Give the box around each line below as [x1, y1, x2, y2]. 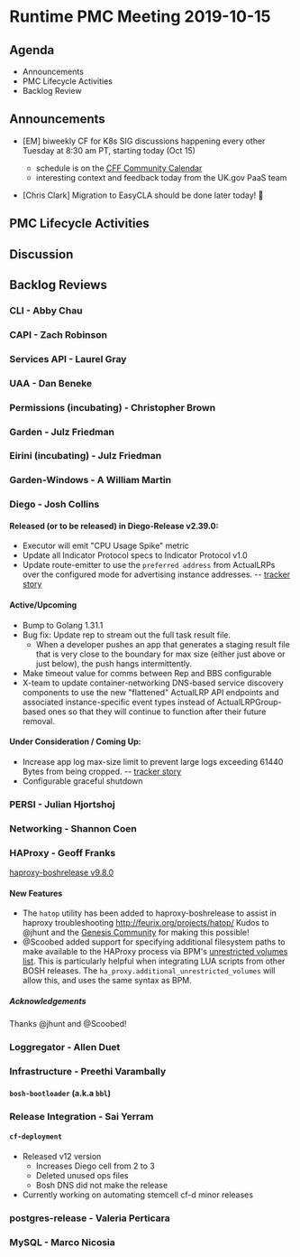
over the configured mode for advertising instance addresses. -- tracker [22, 569, 291, 580]
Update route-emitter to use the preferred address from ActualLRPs [22, 560, 276, 571]
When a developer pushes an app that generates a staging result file [35, 638, 290, 649]
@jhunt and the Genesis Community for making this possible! [22, 927, 250, 938]
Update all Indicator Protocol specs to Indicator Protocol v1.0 [22, 550, 248, 561]
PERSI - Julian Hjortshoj [9, 797, 115, 810]
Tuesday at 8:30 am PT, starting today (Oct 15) [22, 144, 196, 155]
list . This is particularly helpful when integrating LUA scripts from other [22, 955, 286, 967]
